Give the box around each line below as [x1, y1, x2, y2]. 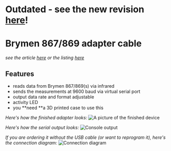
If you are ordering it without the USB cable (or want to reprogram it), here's [5, 134, 166, 140]
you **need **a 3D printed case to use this [12, 105, 104, 111]
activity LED [12, 99, 38, 105]
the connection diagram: [5, 139, 57, 146]
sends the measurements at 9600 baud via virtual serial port [12, 88, 141, 94]
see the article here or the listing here [5, 55, 84, 61]
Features [5, 69, 34, 78]
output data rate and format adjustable [12, 93, 95, 100]
